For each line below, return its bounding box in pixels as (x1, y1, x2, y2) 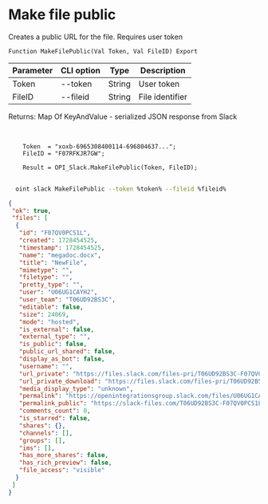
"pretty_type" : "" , (18, 281, 84, 289)
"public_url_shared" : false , (18, 348, 116, 356)
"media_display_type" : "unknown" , (18, 384, 134, 392)
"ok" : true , (11, 207, 52, 215)
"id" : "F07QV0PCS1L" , (18, 229, 91, 237)
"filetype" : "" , (18, 274, 73, 282)
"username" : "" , (18, 362, 73, 370)
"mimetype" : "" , (18, 266, 73, 274)
